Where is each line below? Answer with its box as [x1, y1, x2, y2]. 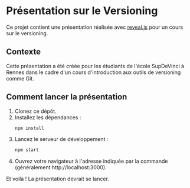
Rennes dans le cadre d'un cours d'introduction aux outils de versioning [6, 69, 181, 76]
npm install [14, 125, 44, 131]
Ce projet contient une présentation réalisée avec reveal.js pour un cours [6, 23, 184, 31]
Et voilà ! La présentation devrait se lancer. [6, 175, 109, 183]
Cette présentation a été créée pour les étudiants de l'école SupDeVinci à [6, 62, 185, 69]
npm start [14, 147, 40, 153]
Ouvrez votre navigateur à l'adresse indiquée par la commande [14, 157, 168, 165]
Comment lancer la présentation [6, 92, 127, 102]
